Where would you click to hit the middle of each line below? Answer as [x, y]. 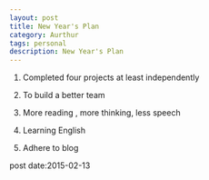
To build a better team [64, 95]
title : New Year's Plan [55, 26]
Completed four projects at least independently [111, 77]
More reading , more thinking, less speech [101, 113]
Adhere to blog [50, 148]
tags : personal [38, 43]
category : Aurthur [44, 35]
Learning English [54, 130]
